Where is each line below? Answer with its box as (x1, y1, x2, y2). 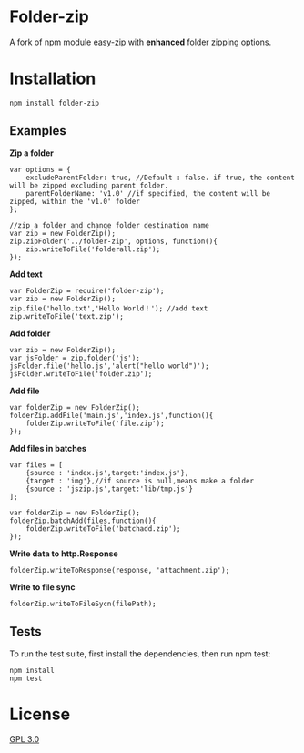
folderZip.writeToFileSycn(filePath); (9, 599, 157, 608)
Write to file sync (9, 581, 76, 593)
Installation (9, 68, 96, 89)
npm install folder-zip (9, 98, 100, 107)
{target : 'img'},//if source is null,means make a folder (25, 476, 255, 485)
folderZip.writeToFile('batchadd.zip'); (25, 524, 181, 534)
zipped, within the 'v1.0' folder (9, 197, 141, 206)
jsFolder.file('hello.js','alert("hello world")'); (9, 361, 209, 371)
